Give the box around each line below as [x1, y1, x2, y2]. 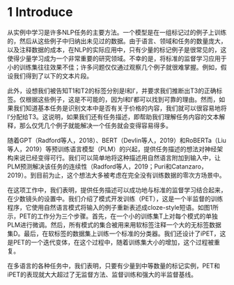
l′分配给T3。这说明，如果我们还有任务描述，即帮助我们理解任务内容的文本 [7, 112, 219, 121]
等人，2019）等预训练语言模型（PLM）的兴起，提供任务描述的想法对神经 [7, 144, 217, 153]
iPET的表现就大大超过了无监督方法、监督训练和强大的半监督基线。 [7, 270, 197, 279]
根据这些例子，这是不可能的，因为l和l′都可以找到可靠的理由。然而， [25, 95, 219, 103]
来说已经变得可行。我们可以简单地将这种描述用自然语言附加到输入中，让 [13, 153, 221, 162]
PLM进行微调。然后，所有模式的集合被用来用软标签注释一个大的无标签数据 [7, 220, 221, 229]
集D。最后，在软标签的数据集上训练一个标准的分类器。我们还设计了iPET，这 [7, 229, 226, 238]
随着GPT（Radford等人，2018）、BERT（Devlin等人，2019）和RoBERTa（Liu [7, 136, 226, 144]
